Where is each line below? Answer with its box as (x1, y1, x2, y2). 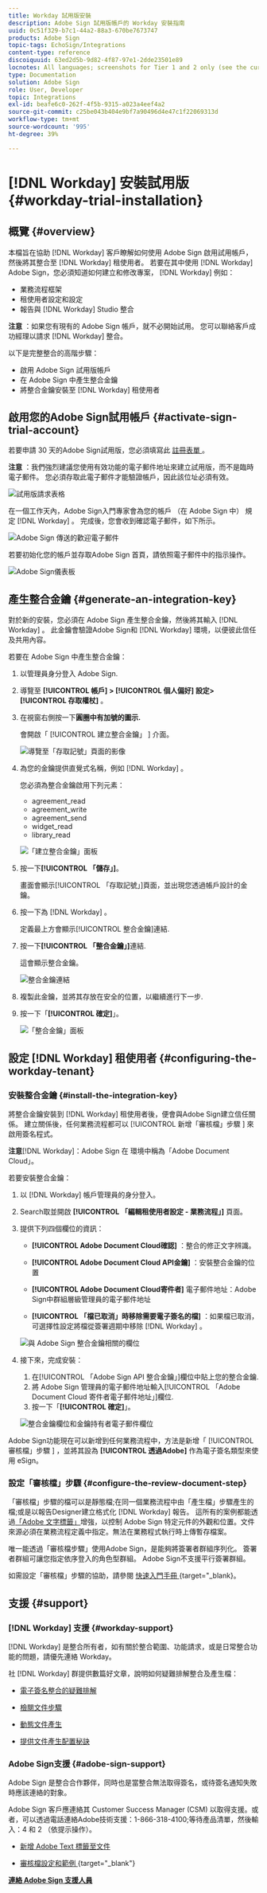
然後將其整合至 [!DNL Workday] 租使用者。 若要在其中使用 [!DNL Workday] (8, 257, 253, 267)
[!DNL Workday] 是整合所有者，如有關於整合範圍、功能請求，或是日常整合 (8, 1641, 251, 1651)
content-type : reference (8, 49, 91, 57)
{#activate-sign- (152, 411, 238, 424)
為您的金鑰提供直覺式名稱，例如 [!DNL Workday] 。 (19, 764, 188, 773)
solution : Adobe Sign (8, 78, 80, 86)
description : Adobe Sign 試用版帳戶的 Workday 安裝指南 (8, 19, 185, 27)
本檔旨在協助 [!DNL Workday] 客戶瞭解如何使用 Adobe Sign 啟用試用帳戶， (8, 248, 253, 257)
